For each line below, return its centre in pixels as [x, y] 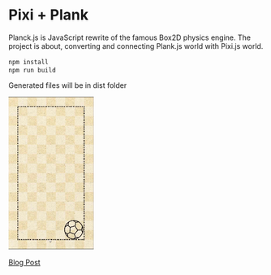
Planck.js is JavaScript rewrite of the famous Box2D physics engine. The [130, 37]
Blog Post [24, 262]
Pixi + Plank [49, 15]
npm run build [32, 70]
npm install [28, 62]
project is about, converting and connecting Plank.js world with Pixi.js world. [136, 46]
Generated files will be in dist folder [68, 85]
